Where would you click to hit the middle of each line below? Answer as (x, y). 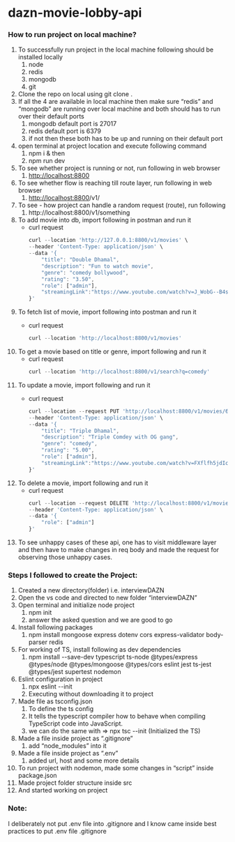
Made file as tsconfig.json (55, 701)
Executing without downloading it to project (91, 694)
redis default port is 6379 (65, 131)
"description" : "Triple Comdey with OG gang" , (110, 437)
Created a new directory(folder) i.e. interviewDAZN (91, 590)
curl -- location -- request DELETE (78, 503)
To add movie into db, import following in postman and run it (104, 220)
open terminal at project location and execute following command (112, 146)
